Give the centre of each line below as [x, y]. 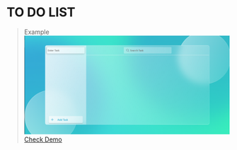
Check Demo [43, 139]
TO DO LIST [41, 12]
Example [37, 32]
